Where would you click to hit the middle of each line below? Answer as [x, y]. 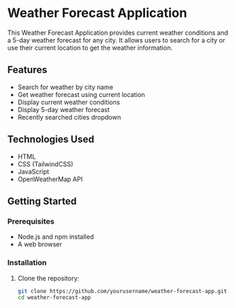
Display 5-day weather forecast [63, 109]
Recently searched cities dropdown [69, 117]
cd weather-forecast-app [54, 298]
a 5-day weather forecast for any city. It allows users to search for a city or [116, 40]
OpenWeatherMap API [50, 179]
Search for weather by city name [65, 87]
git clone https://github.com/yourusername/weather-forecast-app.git [122, 291]
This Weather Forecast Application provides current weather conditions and [118, 33]
